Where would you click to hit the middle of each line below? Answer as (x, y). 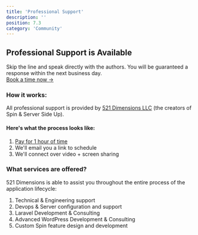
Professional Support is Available (69, 52)
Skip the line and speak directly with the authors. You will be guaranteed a (97, 67)
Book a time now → (30, 80)
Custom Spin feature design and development (71, 225)
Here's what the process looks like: (51, 128)
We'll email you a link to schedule (56, 147)
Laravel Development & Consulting (57, 213)
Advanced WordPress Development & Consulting (75, 219)
